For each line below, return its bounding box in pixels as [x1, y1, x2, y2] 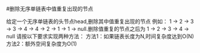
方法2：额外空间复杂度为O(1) [6, 40, 78, 47]
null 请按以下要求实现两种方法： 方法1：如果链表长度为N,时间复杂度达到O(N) [6, 33, 194, 40]
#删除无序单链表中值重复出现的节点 [6, 5, 94, 12]
